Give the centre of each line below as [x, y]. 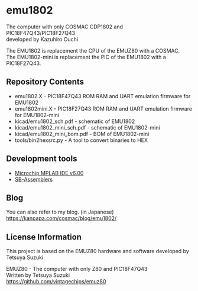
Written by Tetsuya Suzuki [38, 275]
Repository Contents [45, 82]
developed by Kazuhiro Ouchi [42, 39]
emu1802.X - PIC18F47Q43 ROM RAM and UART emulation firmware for [103, 96]
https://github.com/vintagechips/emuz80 [56, 282]
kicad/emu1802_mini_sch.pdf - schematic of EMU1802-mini [87, 127]
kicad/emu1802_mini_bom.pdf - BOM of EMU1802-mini [82, 134]
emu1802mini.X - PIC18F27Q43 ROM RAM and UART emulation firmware [103, 109]
